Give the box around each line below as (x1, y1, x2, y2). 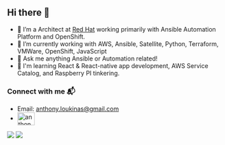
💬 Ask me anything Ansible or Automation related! (16, 54, 158, 63)
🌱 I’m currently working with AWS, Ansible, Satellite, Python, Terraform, (16, 39, 219, 48)
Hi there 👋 (7, 7, 50, 19)
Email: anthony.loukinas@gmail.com (16, 104, 119, 113)
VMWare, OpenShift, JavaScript (16, 47, 108, 55)
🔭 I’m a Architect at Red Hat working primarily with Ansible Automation (16, 25, 216, 33)
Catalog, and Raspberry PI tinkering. (16, 69, 120, 77)
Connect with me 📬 (7, 87, 75, 96)
